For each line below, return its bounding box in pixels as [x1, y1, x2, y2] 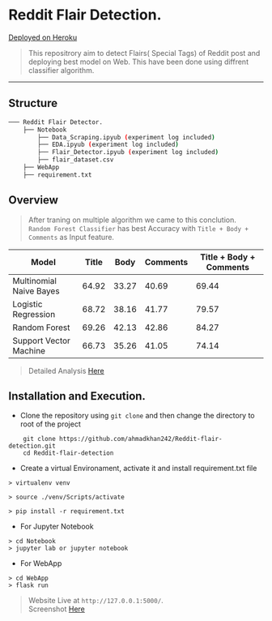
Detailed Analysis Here [28, 366, 105, 375]
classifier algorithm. [28, 65, 95, 75]
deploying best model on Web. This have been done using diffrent [28, 57, 249, 66]
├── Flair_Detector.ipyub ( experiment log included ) [37, 148, 219, 156]
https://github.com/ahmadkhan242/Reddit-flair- [59, 435, 223, 443]
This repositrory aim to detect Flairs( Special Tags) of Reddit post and [28, 48, 261, 58]
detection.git [8, 442, 57, 451]
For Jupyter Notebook [19, 521, 95, 532]
